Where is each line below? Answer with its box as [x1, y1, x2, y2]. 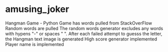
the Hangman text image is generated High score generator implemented [5, 36, 157, 42]
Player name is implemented [5, 41, 64, 47]
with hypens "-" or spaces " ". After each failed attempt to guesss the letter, [5, 30, 162, 36]
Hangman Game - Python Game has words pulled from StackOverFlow [5, 20, 152, 26]
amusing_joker [5, 3, 70, 15]
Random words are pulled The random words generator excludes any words [5, 25, 163, 31]
